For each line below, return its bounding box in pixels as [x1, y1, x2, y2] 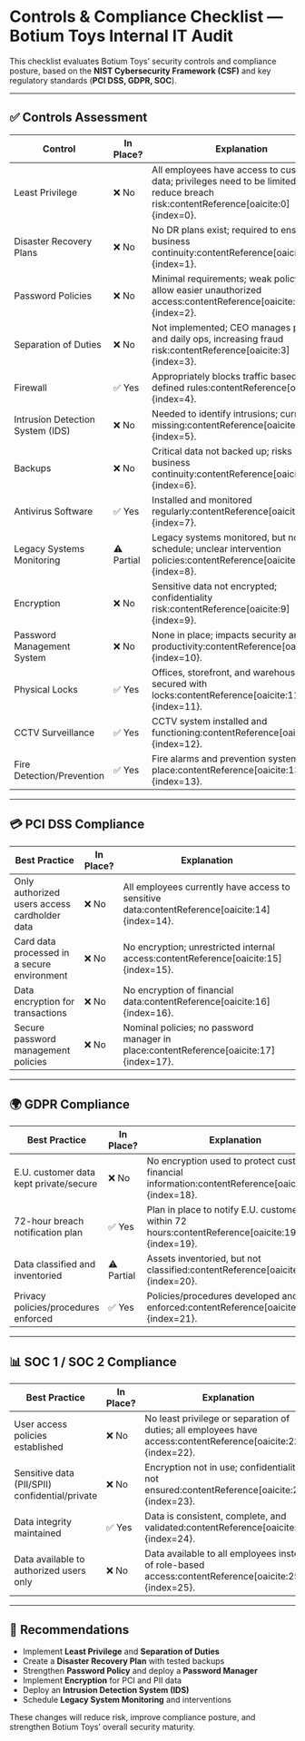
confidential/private [14, 1490, 98, 1502]
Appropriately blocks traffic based [151, 369, 298, 382]
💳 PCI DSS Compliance [9, 817, 145, 832]
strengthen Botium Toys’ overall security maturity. [9, 1722, 196, 1732]
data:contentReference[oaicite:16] [123, 995, 271, 1008]
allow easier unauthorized [151, 283, 262, 296]
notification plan [14, 1226, 84, 1239]
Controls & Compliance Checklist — [9, 6, 283, 27]
